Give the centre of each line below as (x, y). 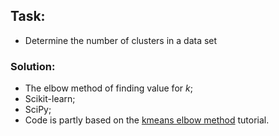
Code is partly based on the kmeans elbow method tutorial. (147, 120)
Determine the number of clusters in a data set (121, 40)
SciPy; (38, 110)
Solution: (33, 66)
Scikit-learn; (50, 99)
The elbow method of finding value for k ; (108, 88)
